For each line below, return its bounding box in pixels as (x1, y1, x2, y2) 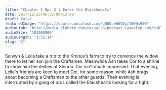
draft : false (5, 16, 32, 21)
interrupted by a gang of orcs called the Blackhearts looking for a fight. (5, 79, 150, 85)
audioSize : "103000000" (5, 30, 54, 35)
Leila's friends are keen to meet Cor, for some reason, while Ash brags (5, 69, 149, 75)
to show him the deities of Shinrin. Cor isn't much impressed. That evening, (5, 63, 159, 69)
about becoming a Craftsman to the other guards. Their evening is (5, 74, 140, 80)
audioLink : (5, 26, 28, 31)
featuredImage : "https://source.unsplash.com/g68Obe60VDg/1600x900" (5, 21, 149, 26)
